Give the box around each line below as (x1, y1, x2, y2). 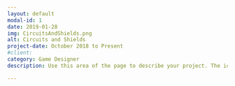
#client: (7, 50, 33, 57)
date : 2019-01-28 (7, 23, 58, 30)
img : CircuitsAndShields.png (7, 29, 92, 37)
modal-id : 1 (7, 17, 42, 24)
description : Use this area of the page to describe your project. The (7, 62, 220, 69)
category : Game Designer (7, 56, 80, 63)
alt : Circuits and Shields (7, 36, 86, 43)
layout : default (7, 10, 55, 17)
